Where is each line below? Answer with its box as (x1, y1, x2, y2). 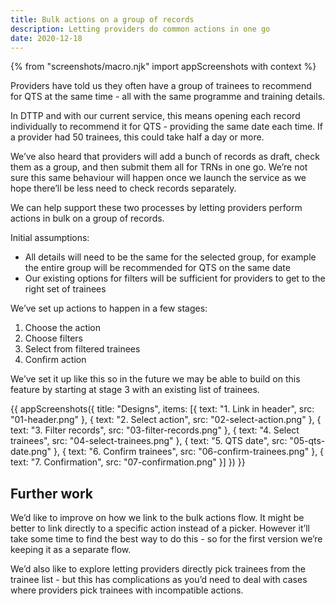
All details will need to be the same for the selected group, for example (24, 251, 317, 263)
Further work (10, 485, 94, 502)
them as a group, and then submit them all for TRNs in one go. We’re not (10, 161, 308, 173)
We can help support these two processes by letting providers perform (10, 202, 303, 214)
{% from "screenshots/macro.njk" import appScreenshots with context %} (10, 61, 317, 73)
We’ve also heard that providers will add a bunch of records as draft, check (10, 151, 320, 163)
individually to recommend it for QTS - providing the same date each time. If (10, 121, 323, 133)
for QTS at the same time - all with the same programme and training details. (10, 91, 326, 103)
